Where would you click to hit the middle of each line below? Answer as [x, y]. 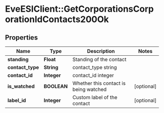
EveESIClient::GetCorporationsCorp [79, 9]
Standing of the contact [100, 59]
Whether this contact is [99, 83]
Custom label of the [95, 97]
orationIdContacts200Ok [57, 19]
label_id [17, 100]
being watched [90, 89]
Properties [21, 37]
